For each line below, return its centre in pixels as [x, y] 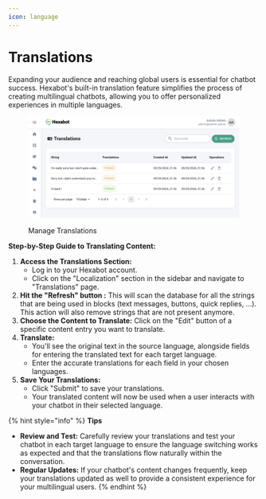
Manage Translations [63, 230]
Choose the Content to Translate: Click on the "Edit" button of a [126, 320]
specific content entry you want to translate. [92, 329]
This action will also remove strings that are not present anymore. [127, 312]
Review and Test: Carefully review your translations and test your [127, 436]
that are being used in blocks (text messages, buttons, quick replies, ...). [138, 303]
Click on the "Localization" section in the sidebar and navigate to [138, 278]
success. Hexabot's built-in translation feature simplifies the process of [125, 88]
